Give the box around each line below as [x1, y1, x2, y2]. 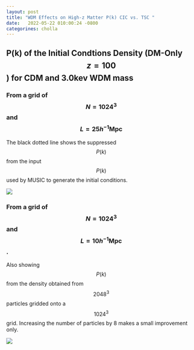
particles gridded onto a [6, 299, 66, 307]
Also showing [6, 261, 40, 269]
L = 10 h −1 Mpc [80, 236, 122, 245]
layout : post [6, 8, 39, 15]
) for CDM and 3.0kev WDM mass [6, 73, 134, 83]
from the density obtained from [6, 280, 84, 287]
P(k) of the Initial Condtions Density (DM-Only [6, 48, 183, 58]
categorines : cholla [6, 25, 58, 32]
